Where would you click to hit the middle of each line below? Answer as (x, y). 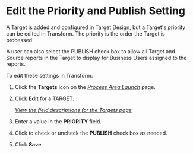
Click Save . (29, 144)
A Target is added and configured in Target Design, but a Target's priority (96, 27)
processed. (20, 40)
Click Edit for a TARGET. (44, 98)
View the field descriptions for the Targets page (73, 110)
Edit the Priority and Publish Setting (96, 11)
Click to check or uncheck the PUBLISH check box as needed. (91, 133)
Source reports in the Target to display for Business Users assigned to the (96, 58)
